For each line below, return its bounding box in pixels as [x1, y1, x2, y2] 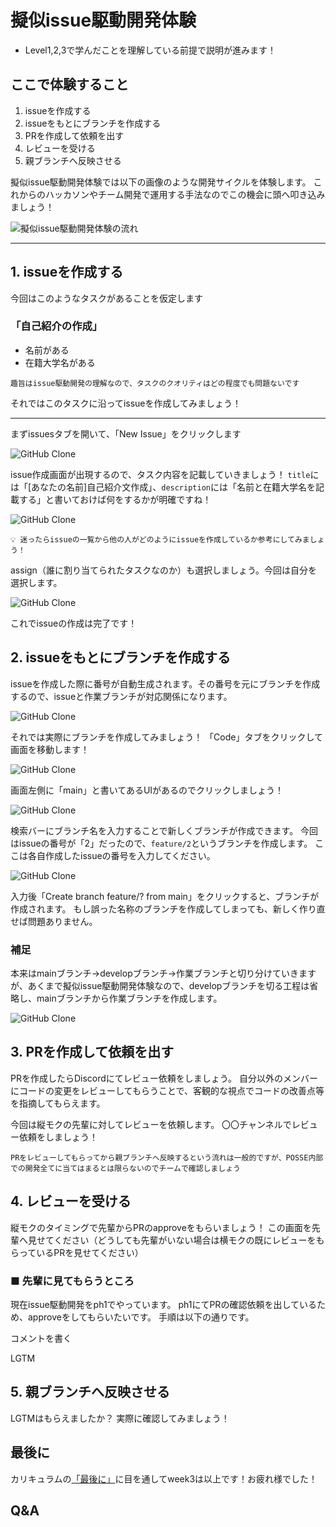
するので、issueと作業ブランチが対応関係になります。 [10, 690, 233, 702]
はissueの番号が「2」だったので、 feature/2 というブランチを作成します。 [10, 837, 313, 849]
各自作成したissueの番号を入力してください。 [27, 849, 216, 861]
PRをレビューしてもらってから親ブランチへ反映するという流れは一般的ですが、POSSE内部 [10, 1152, 324, 1163]
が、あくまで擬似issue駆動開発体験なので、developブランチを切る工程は [10, 979, 310, 991]
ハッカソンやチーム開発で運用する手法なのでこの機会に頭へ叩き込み [44, 188, 326, 200]
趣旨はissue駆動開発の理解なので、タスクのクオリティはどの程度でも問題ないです [10, 378, 300, 388]
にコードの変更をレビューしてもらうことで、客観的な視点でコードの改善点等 [10, 1084, 325, 1096]
